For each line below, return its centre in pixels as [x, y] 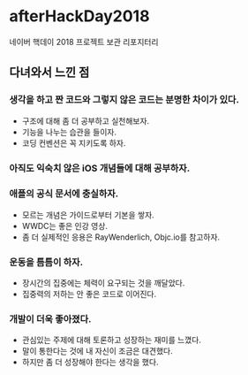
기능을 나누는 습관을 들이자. [69, 132]
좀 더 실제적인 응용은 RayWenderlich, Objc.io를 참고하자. [121, 237]
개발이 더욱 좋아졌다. [50, 319]
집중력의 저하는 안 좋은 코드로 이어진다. [89, 295]
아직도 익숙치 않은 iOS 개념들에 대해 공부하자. [100, 168]
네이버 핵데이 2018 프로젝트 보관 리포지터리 [84, 42]
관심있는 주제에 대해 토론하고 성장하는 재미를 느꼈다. [111, 340]
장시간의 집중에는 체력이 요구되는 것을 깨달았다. [103, 283]
